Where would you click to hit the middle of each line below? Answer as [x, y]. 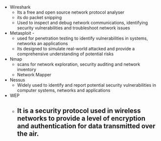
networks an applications [42, 43]
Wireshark [20, 7]
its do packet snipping [39, 17]
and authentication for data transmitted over [86, 126]
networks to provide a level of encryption [81, 119]
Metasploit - [22, 33]
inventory [27, 70]
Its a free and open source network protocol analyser [71, 12]
